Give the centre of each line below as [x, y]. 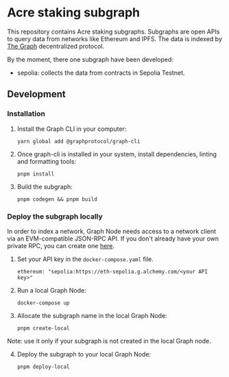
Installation [26, 114]
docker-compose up [43, 303]
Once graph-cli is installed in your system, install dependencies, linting [117, 154]
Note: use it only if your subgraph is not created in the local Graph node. [109, 341]
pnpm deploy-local [43, 367]
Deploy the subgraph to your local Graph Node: [84, 354]
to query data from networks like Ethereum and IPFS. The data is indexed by [115, 38]
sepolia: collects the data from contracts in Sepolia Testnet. [101, 73]
